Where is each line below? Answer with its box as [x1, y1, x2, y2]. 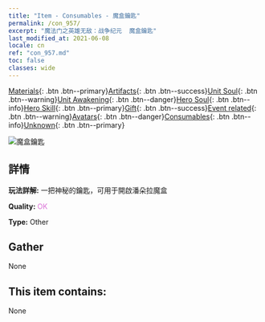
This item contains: [8, 284, 107, 298]
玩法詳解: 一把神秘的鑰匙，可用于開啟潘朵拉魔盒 [8, 185, 168, 195]
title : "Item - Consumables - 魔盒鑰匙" [8, 11, 141, 20]
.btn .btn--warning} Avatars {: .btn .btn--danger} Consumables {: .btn [8, 112, 230, 121]
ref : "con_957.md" [8, 49, 70, 57]
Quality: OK [8, 202, 48, 211]
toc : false [8, 57, 45, 65]
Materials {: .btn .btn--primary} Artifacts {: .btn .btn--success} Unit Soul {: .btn [8, 86, 259, 96]
